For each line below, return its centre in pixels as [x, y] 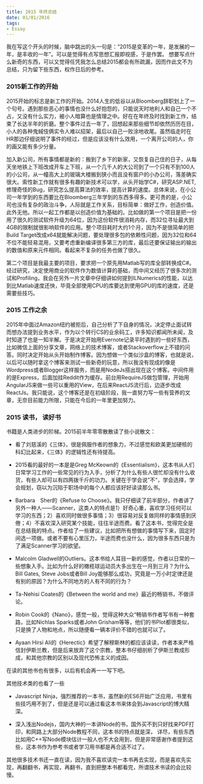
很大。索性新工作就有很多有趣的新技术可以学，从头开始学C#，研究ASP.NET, [101, 181]
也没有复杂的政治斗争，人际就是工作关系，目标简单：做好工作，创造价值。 [104, 204]
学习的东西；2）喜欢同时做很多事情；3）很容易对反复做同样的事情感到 [103, 515]
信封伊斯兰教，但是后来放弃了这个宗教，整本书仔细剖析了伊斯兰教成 [100, 650]
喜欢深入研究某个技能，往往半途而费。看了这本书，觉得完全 [114, 523]
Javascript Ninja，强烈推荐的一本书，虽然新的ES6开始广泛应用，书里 [101, 696]
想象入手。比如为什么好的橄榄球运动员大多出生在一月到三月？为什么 [105, 566]
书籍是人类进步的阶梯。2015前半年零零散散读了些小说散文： [81, 432]
